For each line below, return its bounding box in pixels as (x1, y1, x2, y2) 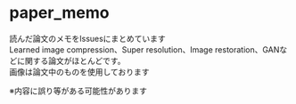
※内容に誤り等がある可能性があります (9, 85, 147, 96)
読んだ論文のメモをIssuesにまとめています (9, 33, 167, 44)
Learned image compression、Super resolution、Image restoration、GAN (9, 44, 280, 55)
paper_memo (9, 3, 110, 23)
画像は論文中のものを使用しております (9, 66, 150, 77)
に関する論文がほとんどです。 (16, 55, 126, 66)
